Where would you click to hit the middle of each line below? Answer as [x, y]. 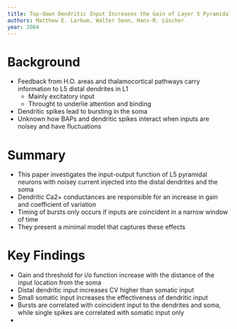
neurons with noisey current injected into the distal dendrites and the [117, 182]
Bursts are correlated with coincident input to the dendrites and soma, [119, 305]
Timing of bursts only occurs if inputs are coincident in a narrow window [123, 212]
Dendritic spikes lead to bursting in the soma [83, 112]
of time [28, 220]
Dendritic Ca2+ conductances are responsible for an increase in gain [118, 197]
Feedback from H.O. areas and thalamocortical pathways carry [109, 81]
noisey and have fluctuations [59, 126]
